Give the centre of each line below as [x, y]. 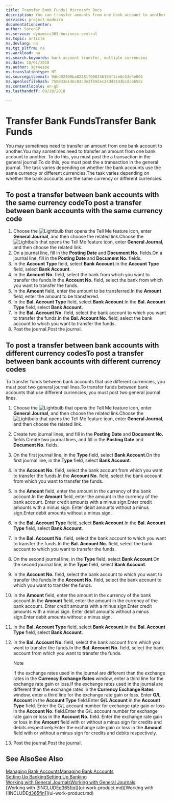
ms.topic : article [25, 39]
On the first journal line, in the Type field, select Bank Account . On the [87, 455]
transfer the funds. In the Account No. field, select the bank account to [87, 580]
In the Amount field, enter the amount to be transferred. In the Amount [87, 291]
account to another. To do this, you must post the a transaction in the [78, 157]
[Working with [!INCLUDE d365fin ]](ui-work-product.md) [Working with [80, 788]
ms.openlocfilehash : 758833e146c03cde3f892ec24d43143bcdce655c [75, 81]
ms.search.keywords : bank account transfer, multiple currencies [77, 58]
